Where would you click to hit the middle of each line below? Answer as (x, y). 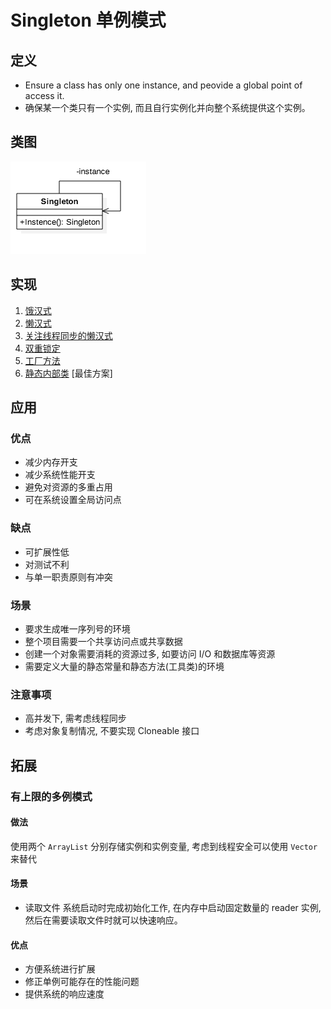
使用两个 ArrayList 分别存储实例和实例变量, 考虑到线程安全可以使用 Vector (164, 846)
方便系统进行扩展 (60, 969)
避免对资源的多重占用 (68, 487)
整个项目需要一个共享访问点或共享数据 (103, 641)
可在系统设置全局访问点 (73, 500)
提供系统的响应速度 (64, 994)
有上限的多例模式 (51, 796)
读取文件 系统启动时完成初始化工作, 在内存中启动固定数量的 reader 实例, (173, 907)
